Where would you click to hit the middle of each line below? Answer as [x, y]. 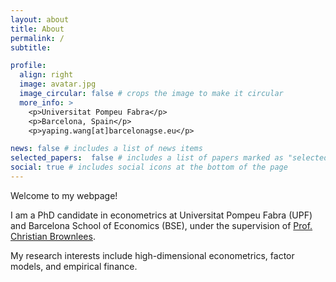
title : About [37, 29]
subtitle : [31, 47]
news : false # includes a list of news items [106, 149]
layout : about [40, 19]
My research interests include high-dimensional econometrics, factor [152, 255]
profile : [28, 66]
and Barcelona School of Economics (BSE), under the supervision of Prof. [161, 225]
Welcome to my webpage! [64, 195]
